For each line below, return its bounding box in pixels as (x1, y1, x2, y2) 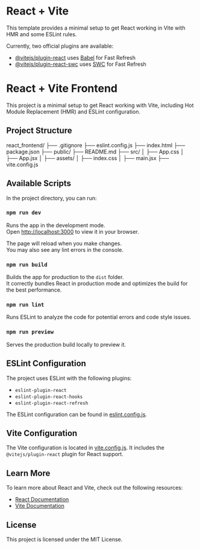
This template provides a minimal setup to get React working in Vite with (6, 24, 186, 31)
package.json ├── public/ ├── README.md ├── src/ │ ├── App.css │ (6, 148, 184, 155)
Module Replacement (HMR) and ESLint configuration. (6, 108, 140, 115)
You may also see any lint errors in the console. (6, 246, 123, 253)
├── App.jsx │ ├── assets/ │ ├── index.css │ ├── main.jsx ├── (6, 154, 170, 161)
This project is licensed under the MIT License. (6, 536, 123, 543)
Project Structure (6, 126, 72, 136)
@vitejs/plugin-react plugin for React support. (6, 451, 123, 458)
